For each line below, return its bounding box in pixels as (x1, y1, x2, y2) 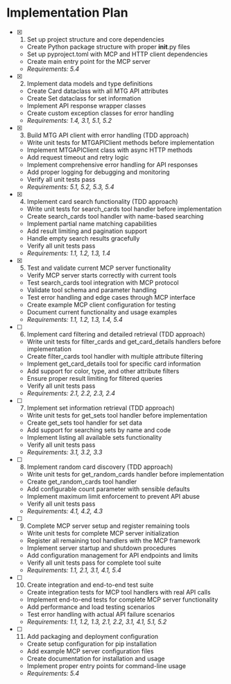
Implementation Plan (6, 5, 129, 21)
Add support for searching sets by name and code (26, 425, 171, 434)
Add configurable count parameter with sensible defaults (26, 484, 190, 493)
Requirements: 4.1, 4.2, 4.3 (26, 506, 103, 515)
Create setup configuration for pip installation (26, 640, 157, 648)
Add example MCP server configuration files (26, 647, 154, 655)
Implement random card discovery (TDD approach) (26, 463, 173, 471)
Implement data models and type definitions (26, 79, 153, 87)
